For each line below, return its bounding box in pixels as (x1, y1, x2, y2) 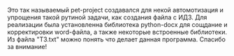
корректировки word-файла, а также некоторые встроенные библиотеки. (7, 28, 227, 36)
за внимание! (7, 43, 47, 50)
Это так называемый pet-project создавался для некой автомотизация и (7, 6, 224, 14)
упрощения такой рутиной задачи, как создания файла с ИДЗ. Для (7, 13, 207, 21)
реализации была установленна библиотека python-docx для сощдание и (7, 21, 228, 28)
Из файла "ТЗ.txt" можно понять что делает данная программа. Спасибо (7, 35, 226, 44)
